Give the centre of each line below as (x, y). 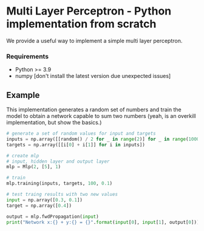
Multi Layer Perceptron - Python (89, 11)
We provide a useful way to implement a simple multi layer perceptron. (94, 41)
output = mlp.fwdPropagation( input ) (53, 216)
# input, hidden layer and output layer (58, 161)
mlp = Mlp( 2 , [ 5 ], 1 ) (34, 167)
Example (23, 95)
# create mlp (23, 155)
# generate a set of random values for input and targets (81, 134)
